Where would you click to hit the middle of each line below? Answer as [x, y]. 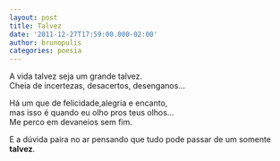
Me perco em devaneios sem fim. [71, 123]
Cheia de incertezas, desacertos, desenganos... [98, 86]
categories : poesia [46, 51]
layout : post [34, 17]
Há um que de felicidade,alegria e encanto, [89, 103]
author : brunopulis [46, 42]
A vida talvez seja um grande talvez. [76, 76]
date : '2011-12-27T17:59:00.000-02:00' [84, 34]
